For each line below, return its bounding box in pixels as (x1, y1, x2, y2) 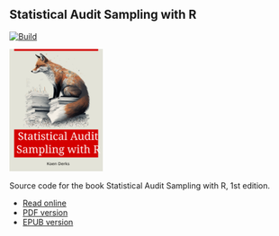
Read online (22, 197, 67, 209)
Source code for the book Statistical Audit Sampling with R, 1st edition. (9, 180, 271, 191)
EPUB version (22, 217, 74, 228)
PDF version (22, 207, 68, 218)
